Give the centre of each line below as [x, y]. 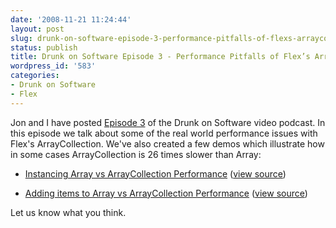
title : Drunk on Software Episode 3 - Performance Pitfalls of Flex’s [160, 57]
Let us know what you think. [68, 212]
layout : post [37, 29]
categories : [35, 76]
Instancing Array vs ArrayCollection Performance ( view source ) [155, 173]
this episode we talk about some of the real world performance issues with [164, 133]
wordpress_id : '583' [53, 66]
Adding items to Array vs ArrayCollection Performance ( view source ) [166, 193]
